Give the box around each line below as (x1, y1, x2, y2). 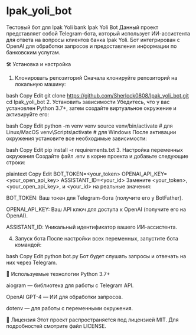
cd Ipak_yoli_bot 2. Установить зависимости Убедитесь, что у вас (6, 98, 170, 105)
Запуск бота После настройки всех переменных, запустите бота (14, 235, 179, 242)
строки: (6, 158, 25, 166)
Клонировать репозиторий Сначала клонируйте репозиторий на (14, 74, 178, 81)
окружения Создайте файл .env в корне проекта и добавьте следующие (6, 152, 189, 160)
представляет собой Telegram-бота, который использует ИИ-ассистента (6, 30, 191, 37)
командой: (14, 241, 42, 248)
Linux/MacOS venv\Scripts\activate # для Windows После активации (6, 128, 177, 135)
